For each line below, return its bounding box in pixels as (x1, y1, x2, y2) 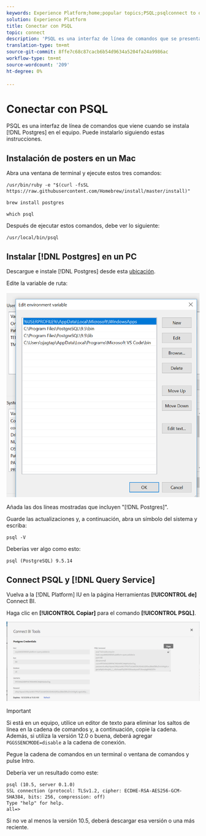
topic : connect (6, 29, 45, 36)
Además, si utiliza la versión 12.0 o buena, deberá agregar (6, 732, 153, 740)
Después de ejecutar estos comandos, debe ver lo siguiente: (6, 222, 160, 230)
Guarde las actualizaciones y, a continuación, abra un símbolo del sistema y (6, 515, 197, 523)
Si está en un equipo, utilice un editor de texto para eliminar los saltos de (6, 719, 190, 727)
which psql (6, 211, 34, 217)
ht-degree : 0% (6, 68, 43, 74)
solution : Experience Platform (6, 16, 86, 23)
